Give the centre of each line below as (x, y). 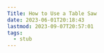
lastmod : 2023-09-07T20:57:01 (51, 26)
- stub (23, 39)
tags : (15, 33)
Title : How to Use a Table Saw (52, 13)
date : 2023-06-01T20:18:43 (46, 20)
